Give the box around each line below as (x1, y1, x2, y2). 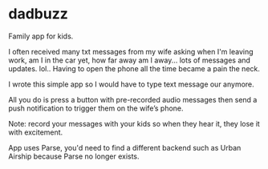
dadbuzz (8, 5, 68, 23)
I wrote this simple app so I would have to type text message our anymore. (8, 79, 254, 89)
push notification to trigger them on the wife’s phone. (8, 103, 184, 113)
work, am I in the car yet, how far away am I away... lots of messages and (8, 55, 251, 65)
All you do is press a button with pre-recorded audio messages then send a (8, 95, 258, 104)
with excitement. (8, 127, 63, 137)
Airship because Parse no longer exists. (8, 151, 140, 161)
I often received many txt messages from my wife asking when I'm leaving (8, 46, 254, 56)
